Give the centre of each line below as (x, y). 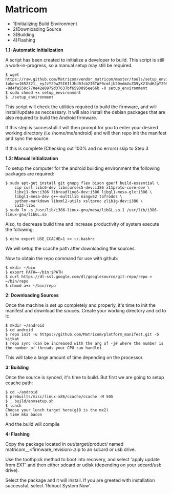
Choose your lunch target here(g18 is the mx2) (57, 410)
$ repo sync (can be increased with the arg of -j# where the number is (84, 343)
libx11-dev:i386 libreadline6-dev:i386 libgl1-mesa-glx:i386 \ (83, 192)
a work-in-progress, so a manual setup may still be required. (69, 65)
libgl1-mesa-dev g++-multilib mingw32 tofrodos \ (69, 196)
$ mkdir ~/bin (20, 268)
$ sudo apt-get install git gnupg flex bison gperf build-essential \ (82, 183)
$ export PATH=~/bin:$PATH (34, 272)
